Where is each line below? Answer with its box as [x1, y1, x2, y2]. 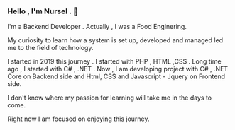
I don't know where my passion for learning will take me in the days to [7, 93, 212, 102]
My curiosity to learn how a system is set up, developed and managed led [7, 36, 224, 45]
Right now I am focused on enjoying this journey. [7, 114, 151, 123]
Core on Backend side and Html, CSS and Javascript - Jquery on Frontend [7, 72, 226, 81]
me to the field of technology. [7, 44, 94, 52]
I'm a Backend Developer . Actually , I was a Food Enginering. [7, 23, 187, 31]
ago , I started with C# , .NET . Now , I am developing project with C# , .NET [7, 65, 229, 73]
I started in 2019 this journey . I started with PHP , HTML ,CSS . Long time [7, 57, 222, 66]
